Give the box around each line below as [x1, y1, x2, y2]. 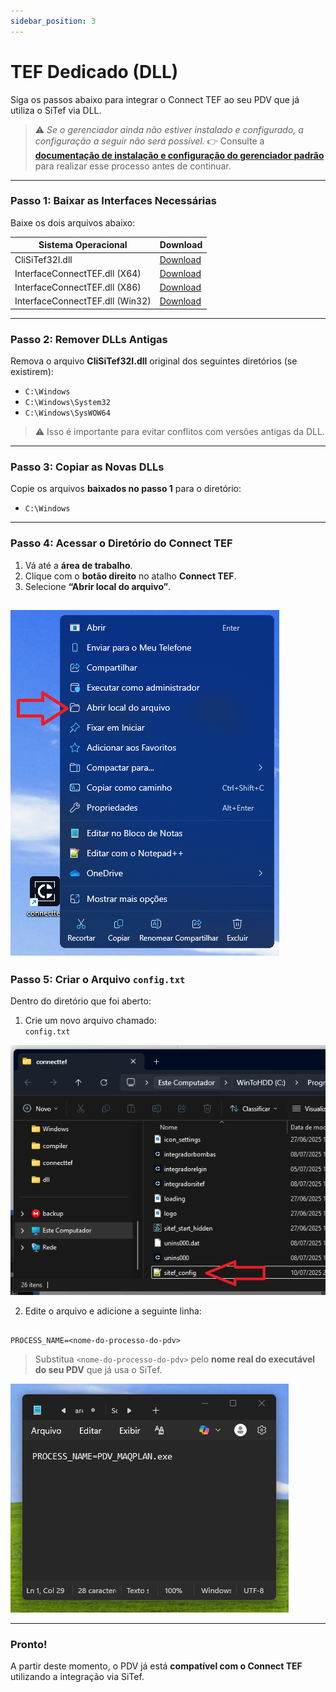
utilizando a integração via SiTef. [10, 1671, 145, 1683]
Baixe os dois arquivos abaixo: [10, 216, 136, 229]
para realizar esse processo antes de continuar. [34, 160, 232, 172]
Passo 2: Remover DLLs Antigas [10, 332, 168, 346]
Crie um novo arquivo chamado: [24, 1015, 158, 1027]
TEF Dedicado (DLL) [10, 60, 179, 83]
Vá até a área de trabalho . [24, 559, 133, 571]
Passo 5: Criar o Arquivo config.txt [10, 973, 186, 987]
